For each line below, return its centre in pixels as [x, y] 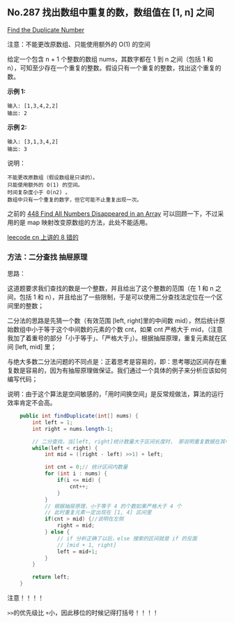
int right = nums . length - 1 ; [73, 429]
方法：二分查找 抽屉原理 [47, 257]
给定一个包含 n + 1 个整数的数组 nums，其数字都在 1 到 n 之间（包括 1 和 [110, 59]
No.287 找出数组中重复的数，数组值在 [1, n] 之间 [111, 13]
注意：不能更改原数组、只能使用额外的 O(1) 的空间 [79, 44]
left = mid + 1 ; [77, 551]
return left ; [51, 577]
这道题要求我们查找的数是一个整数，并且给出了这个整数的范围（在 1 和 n [110, 288]
